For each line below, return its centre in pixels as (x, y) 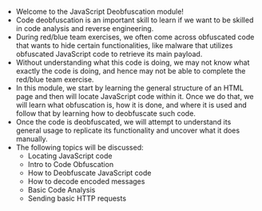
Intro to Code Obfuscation (71, 164)
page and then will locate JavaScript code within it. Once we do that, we (135, 96)
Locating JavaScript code (70, 156)
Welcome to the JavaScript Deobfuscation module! (99, 12)
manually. (32, 139)
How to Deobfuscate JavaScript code (89, 173)
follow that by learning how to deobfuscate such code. (105, 113)
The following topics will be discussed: (79, 147)
